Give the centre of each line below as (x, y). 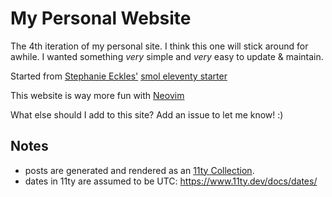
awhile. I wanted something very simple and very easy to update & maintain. (167, 56)
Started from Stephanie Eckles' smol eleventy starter (119, 76)
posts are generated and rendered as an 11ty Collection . (139, 170)
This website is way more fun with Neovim (97, 95)
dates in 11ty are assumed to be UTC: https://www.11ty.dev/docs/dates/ (171, 181)
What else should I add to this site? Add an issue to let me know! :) (147, 114)
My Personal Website (101, 18)
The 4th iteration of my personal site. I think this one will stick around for (159, 46)
